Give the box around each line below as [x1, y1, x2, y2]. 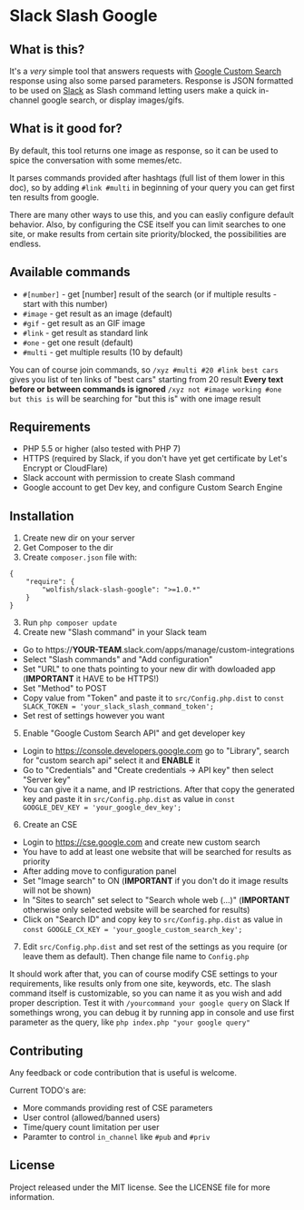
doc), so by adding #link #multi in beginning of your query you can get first [9, 182, 295, 193]
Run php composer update [22, 617, 118, 628]
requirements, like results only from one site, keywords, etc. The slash [9, 978, 271, 989]
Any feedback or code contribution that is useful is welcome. [9, 1067, 238, 1078]
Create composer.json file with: [22, 551, 138, 563]
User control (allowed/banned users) [22, 1112, 161, 1123]
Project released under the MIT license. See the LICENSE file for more [9, 1182, 270, 1193]
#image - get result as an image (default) [22, 308, 172, 319]
